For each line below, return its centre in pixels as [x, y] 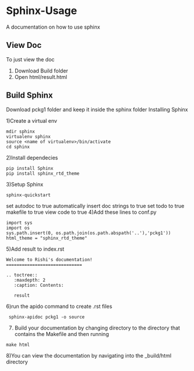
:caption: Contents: [39, 285]
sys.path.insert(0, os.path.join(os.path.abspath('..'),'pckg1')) [89, 233]
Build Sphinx [30, 96]
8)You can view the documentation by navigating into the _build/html [89, 355]
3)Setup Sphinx [25, 184]
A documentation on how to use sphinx [53, 27]
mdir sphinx [20, 131]
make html [18, 345]
